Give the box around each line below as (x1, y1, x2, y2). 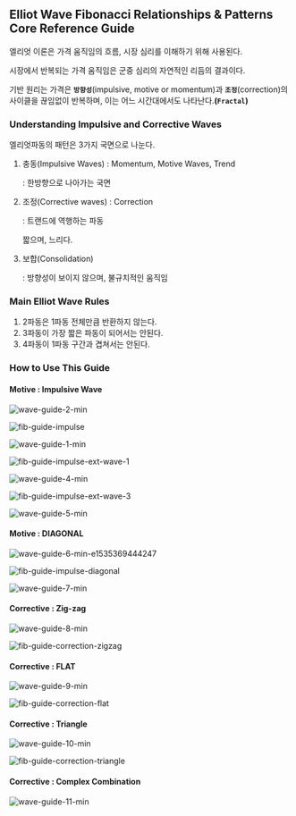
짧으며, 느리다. (21, 234, 73, 245)
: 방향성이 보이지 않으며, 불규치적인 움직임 (21, 273, 168, 283)
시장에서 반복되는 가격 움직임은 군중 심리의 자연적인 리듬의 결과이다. (9, 64, 246, 75)
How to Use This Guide (9, 362, 110, 374)
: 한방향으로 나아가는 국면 (21, 178, 112, 189)
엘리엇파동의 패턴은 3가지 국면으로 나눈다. (9, 139, 156, 150)
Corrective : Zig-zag (9, 603, 87, 614)
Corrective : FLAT (9, 660, 76, 671)
